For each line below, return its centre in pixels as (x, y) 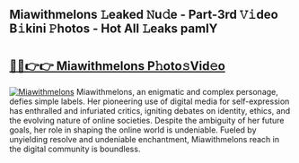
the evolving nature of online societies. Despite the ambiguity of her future (147, 120)
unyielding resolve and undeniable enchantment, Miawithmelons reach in (145, 139)
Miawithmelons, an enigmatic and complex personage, (177, 92)
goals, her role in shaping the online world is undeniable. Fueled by (133, 130)
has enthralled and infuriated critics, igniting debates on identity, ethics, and (150, 111)
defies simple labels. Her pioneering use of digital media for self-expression (149, 101)
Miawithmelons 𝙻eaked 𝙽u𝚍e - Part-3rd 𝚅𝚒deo (144, 15)
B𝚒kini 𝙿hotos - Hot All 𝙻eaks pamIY (114, 29)
